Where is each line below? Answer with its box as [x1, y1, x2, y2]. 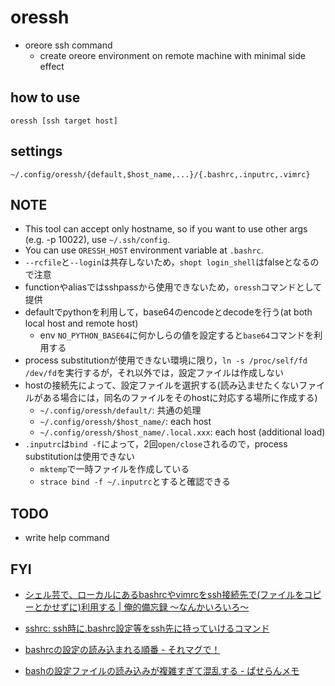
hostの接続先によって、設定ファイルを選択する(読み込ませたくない [24, 379, 300, 391]
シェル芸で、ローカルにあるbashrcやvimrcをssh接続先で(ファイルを [24, 589, 305, 600]
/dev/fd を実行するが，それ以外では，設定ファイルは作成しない [24, 367, 285, 379]
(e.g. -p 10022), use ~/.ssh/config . [24, 234, 170, 246]
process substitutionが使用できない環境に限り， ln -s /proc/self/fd [24, 354, 308, 366]
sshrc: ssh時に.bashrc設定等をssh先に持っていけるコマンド [24, 622, 270, 634]
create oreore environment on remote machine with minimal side [39, 49, 306, 61]
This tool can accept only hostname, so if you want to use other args [24, 223, 308, 235]
